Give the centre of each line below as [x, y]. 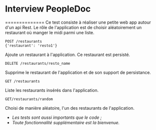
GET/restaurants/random [29, 99]
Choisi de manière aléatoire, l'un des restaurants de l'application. [70, 108]
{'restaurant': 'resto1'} [31, 45]
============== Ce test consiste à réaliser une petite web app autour [78, 22]
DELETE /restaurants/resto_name [38, 63]
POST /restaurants [23, 41]
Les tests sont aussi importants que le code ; [57, 117]
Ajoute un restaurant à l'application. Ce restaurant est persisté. [68, 55]
